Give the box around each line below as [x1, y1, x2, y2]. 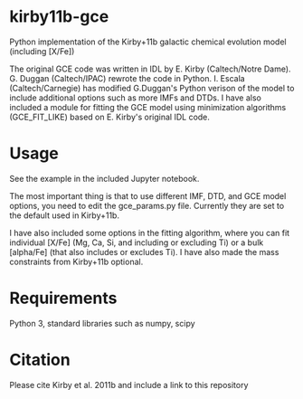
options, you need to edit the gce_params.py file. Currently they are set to [9, 200, 285, 211]
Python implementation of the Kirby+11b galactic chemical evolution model [9, 36, 287, 47]
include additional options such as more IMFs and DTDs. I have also [9, 92, 262, 103]
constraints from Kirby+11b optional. [9, 256, 144, 267]
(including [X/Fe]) [9, 45, 75, 56]
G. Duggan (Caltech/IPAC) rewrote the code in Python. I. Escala [9, 72, 246, 83]
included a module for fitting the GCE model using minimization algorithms [9, 101, 287, 112]
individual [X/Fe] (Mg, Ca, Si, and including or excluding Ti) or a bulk [9, 237, 264, 248]
